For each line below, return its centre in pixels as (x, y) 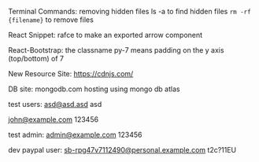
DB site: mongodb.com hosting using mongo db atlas (94, 89)
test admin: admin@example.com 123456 (76, 134)
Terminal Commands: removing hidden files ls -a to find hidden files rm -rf (129, 11)
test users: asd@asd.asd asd (55, 104)
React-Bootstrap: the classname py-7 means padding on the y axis (116, 50)
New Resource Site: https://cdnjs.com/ (71, 74)
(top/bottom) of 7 (36, 59)
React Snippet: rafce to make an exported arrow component (105, 35)
